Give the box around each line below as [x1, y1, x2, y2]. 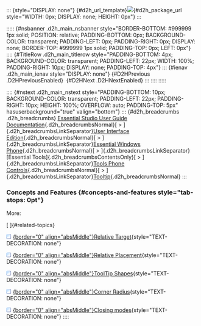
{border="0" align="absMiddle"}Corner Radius [13, 288, 130, 295]
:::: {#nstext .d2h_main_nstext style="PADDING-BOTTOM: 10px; [6, 89, 166, 96]
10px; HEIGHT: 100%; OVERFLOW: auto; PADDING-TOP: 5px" [25, 101, 178, 109]
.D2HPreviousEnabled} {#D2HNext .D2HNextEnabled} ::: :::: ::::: [6, 77, 166, 84]
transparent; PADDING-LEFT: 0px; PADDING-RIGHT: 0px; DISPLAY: [27, 38, 196, 45]
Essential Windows [93, 140, 141, 148]
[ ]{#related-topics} [6, 222, 55, 229]
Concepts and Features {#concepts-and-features [6, 188, 157, 197]
